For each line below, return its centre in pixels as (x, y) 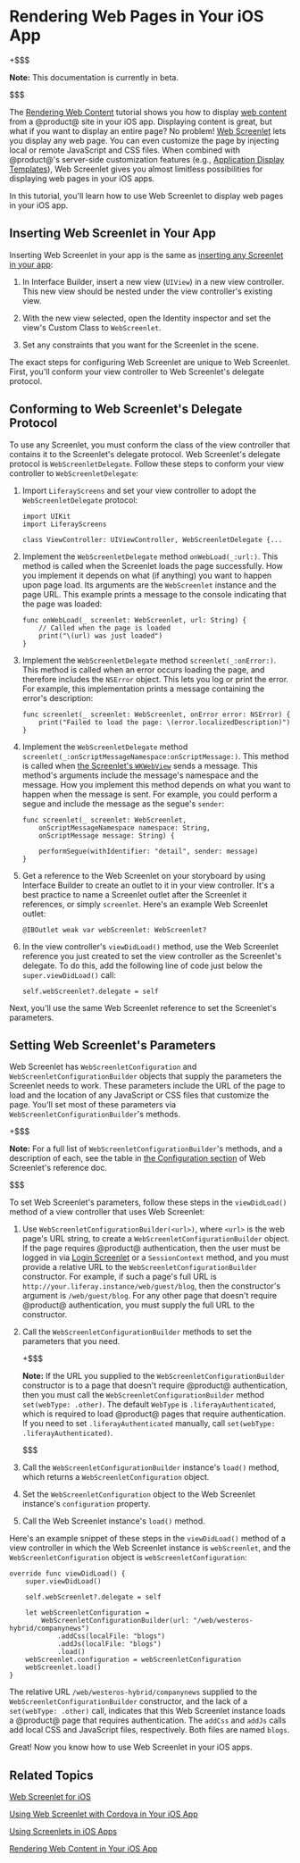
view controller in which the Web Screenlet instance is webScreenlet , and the (150, 1548)
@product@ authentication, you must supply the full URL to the (138, 1305)
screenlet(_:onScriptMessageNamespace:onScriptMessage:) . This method (155, 756)
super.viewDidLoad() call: (69, 974)
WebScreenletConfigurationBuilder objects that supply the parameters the (146, 1076)
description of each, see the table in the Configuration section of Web (137, 1158)
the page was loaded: (62, 604)
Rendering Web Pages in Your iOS (137, 17)
